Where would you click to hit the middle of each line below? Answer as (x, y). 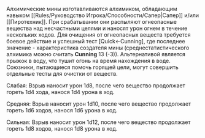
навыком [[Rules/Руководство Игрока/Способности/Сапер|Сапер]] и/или (103, 15)
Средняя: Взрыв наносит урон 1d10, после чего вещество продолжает (99, 104)
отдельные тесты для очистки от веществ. (62, 74)
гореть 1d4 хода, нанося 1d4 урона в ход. (60, 92)
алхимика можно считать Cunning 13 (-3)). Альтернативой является (96, 54)
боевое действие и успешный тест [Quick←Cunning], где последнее (96, 41)
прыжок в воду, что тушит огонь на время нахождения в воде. (88, 61)
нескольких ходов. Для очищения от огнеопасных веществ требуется (99, 35)
